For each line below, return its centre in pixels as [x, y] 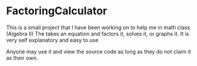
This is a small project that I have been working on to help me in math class [98, 27]
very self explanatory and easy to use [52, 40]
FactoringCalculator [57, 11]
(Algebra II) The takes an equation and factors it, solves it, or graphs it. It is [98, 33]
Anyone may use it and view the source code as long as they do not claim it [99, 51]
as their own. [22, 58]
